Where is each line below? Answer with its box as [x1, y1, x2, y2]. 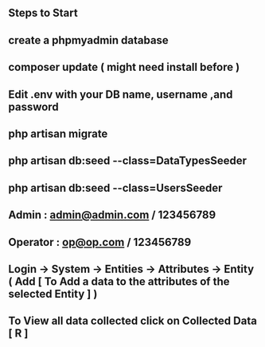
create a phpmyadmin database [8, 33, 169, 47]
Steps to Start [8, 6, 78, 20]
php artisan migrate [8, 127, 108, 140]
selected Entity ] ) [8, 287, 98, 301]
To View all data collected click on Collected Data [8, 314, 257, 328]
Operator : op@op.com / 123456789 [8, 235, 192, 249]
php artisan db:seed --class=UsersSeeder [8, 181, 223, 194]
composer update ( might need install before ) [8, 60, 240, 74]
